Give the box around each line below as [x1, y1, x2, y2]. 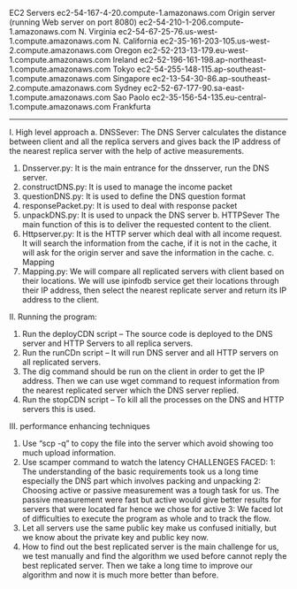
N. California [112, 35, 158, 46]
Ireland [112, 55, 139, 65]
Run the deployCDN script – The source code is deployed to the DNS [21, 329, 273, 339]
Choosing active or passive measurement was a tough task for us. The [21, 486, 280, 495]
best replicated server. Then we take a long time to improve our [21, 561, 254, 570]
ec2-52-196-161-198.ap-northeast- [140, 55, 267, 65]
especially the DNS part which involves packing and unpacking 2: [21, 476, 262, 486]
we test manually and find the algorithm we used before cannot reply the [21, 551, 287, 561]
